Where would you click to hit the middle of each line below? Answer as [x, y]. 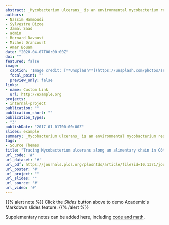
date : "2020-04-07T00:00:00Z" [37, 52]
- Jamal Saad [19, 29]
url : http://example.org [36, 94]
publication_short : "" [29, 113]
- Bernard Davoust [24, 38]
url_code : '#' [20, 155]
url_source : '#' [22, 183]
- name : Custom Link [27, 89]
